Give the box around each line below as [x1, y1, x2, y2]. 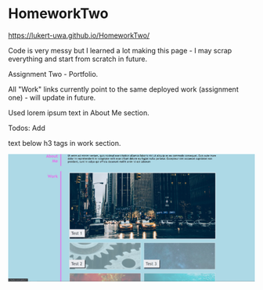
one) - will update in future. [8, 92, 96, 102]
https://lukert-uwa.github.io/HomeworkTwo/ [8, 31, 150, 40]
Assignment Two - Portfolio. [8, 69, 99, 78]
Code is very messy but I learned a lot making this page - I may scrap [8, 45, 232, 55]
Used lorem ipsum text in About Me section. [8, 107, 150, 118]
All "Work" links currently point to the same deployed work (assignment [8, 84, 239, 94]
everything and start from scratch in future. [8, 54, 147, 63]
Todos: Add [8, 123, 45, 132]
